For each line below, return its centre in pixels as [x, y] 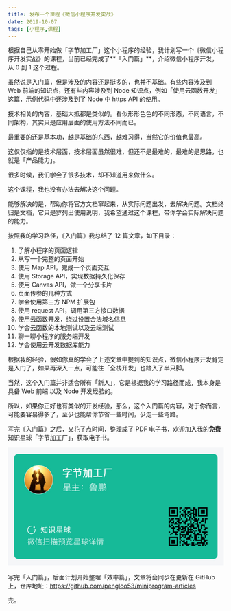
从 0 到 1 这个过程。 [36, 67]
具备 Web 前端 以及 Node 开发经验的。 [62, 391]
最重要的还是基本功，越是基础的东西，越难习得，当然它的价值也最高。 [107, 137]
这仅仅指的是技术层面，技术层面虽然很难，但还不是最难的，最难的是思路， [113, 152]
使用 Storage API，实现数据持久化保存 [71, 276]
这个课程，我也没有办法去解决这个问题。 [65, 190]
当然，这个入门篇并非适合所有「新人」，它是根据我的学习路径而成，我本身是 [114, 383]
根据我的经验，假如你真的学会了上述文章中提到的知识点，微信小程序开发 [110, 359]
